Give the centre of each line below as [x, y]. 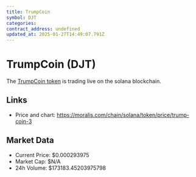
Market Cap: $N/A [38, 161]
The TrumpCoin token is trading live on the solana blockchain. [84, 81]
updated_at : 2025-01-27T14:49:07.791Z [55, 35]
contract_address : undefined [43, 29]
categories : [21, 23]
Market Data [30, 140]
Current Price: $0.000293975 [52, 155]
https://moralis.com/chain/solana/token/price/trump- [123, 115]
